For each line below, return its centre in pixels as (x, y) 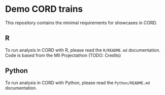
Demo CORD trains (44, 9)
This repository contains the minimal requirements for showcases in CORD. (81, 23)
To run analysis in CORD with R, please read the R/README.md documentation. (83, 50)
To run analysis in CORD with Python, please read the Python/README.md (78, 83)
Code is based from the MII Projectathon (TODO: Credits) (63, 55)
